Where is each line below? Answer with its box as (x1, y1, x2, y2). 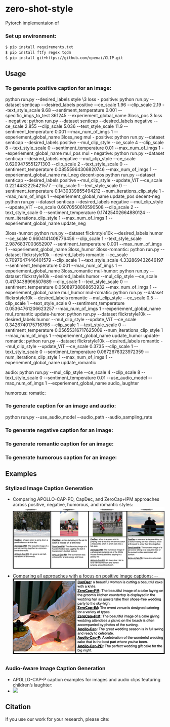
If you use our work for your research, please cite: (5, 716, 110, 722)
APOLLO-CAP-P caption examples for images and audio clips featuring (12, 676, 161, 682)
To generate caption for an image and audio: (5, 402, 116, 409)
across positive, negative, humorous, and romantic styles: (12, 502, 133, 508)
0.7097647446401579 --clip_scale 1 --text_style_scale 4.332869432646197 (5, 257, 163, 263)
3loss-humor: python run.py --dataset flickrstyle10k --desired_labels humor (5, 230, 163, 236)
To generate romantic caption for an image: (5, 440, 114, 447)
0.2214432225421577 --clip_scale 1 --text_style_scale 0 (5, 182, 122, 188)
